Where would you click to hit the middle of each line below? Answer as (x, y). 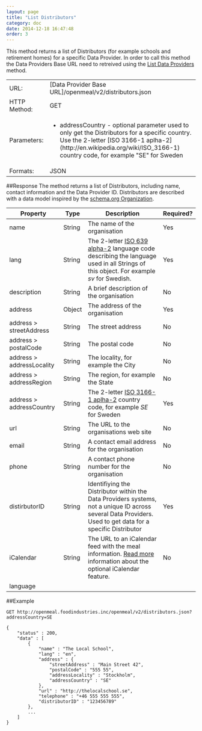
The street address (115, 327)
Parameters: (26, 140)
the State (101, 383)
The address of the (115, 306)
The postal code (111, 344)
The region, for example (122, 375)
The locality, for (110, 357)
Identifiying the (109, 484)
